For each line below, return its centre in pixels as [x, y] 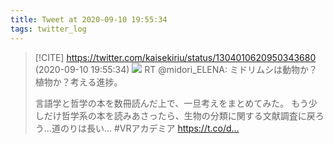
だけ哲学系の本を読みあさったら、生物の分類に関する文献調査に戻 [179, 115]
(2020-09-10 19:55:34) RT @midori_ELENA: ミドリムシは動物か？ [176, 69]
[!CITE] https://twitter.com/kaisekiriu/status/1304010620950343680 [175, 57]
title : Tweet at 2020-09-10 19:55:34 [89, 19]
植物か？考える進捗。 [78, 82]
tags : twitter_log [48, 29]
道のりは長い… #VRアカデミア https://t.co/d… [145, 128]
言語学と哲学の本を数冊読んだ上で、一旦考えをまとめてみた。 [162, 103]
